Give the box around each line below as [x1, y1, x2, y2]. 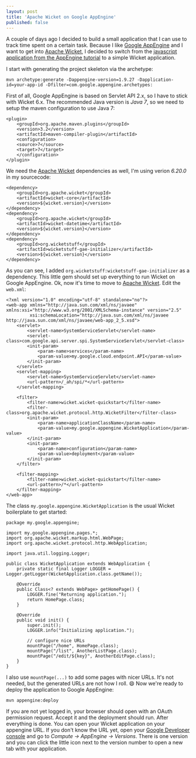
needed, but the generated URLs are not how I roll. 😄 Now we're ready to [6, 680, 183, 687]
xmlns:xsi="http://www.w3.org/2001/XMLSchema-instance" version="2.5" [6, 307, 182, 314]
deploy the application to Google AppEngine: [6, 686, 114, 694]
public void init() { [16, 617, 69, 623]
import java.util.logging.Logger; [6, 550, 91, 557]
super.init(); [27, 623, 61, 628]
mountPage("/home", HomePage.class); [27, 643, 119, 649]
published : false [6, 19, 49, 25]
